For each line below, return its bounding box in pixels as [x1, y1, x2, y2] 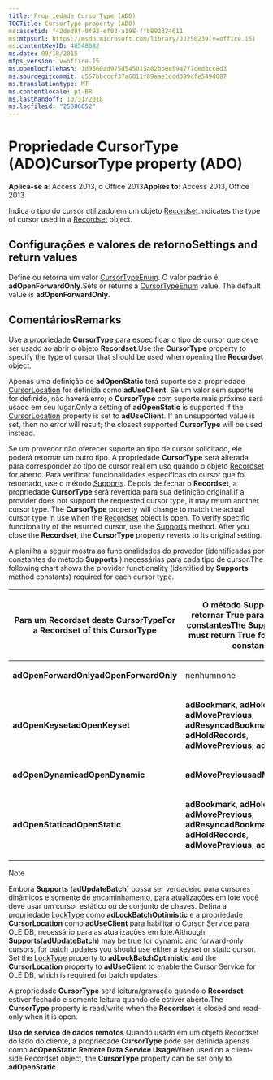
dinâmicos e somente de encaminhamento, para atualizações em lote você [8, 892, 259, 902]
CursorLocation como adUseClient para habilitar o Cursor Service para [8, 918, 249, 928]
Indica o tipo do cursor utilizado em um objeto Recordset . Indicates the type [8, 206, 261, 216]
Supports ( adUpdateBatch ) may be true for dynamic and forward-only [8, 935, 244, 945]
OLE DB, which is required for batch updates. [8, 970, 160, 979]
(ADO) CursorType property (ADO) [8, 155, 243, 173]
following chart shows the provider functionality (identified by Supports [8, 563, 249, 572]
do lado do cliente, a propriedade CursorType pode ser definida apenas [8, 1036, 250, 1046]
